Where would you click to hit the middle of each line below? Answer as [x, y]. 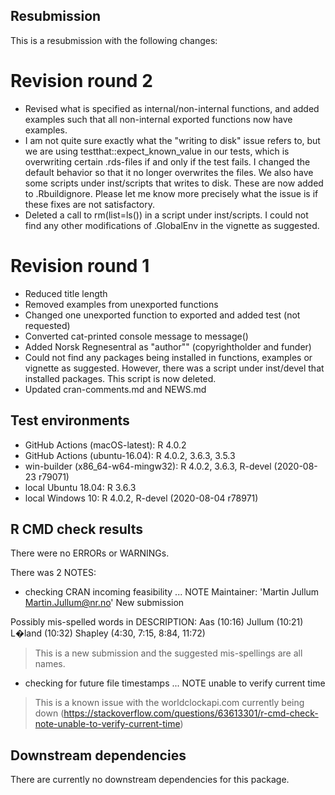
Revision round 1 [80, 265]
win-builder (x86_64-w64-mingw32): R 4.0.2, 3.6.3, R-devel [148, 466]
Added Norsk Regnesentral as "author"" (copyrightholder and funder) [168, 346]
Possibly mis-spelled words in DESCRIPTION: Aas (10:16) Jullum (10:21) [157, 622]
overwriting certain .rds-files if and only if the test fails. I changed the [167, 161]
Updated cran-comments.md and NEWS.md [115, 389]
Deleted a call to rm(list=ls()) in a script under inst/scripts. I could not [166, 215]
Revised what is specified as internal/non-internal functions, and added [172, 108]
